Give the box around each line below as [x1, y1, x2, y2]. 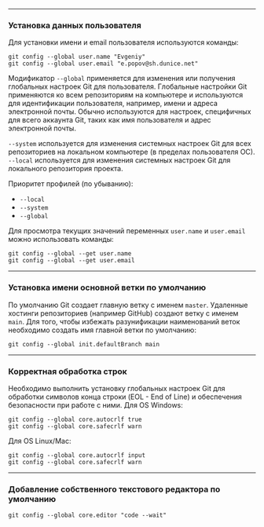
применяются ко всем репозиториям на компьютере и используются [8, 90, 244, 100]
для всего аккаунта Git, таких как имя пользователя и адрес [8, 115, 211, 125]
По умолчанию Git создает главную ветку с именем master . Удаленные [8, 300, 248, 309]
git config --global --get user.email [8, 257, 135, 265]
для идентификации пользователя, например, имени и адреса [8, 99, 218, 108]
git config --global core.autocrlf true [8, 415, 143, 423]
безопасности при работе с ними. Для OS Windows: [8, 400, 183, 409]
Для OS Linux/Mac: [8, 436, 71, 445]
